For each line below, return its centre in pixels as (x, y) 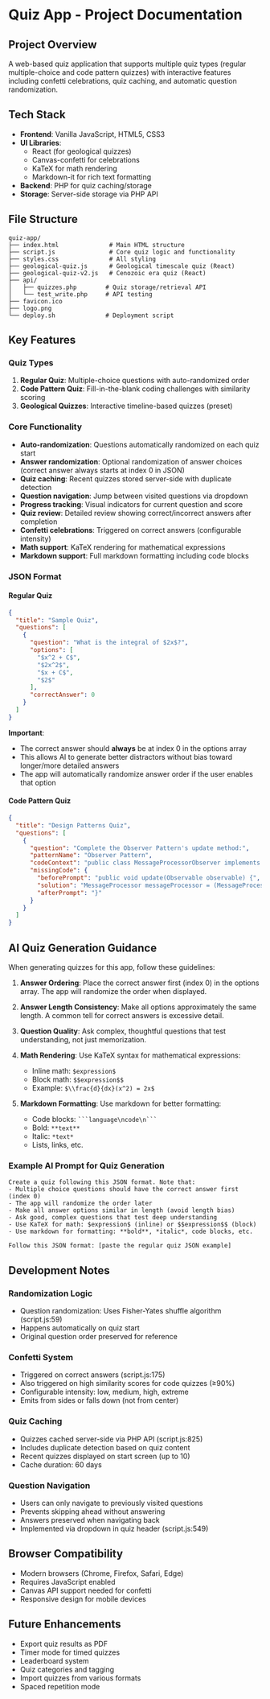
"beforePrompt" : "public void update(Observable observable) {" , (149, 878)
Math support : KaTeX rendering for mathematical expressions (123, 547)
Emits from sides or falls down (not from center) (99, 1400)
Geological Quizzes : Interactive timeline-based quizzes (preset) (126, 406)
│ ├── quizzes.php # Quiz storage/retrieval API (107, 287)
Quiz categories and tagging (67, 1669)
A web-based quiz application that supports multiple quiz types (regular (127, 64)
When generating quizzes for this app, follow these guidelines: (112, 967)
